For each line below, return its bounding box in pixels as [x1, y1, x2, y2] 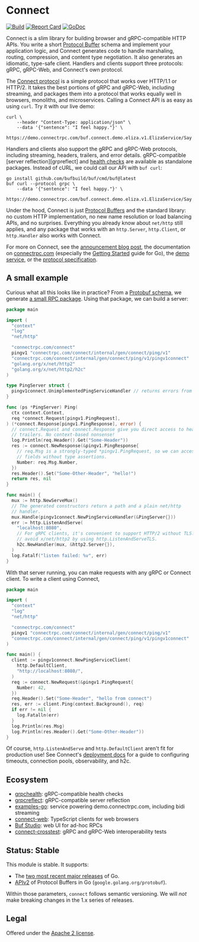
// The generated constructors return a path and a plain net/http [11, 503, 182, 509]
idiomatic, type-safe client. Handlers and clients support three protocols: [6, 60, 184, 67]
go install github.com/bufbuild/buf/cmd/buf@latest [6, 175, 136, 181]
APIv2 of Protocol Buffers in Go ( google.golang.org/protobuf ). [14, 879, 167, 886]
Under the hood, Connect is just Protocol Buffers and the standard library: [6, 207, 187, 214]
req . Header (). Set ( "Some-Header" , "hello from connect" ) [11, 696, 152, 702]
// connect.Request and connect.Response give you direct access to [11, 426, 184, 432]
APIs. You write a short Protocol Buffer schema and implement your [6, 41, 171, 48]
